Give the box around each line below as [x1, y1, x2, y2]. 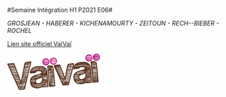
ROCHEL [7, 27, 32, 34]
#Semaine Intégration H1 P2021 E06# [7, 6, 113, 14]
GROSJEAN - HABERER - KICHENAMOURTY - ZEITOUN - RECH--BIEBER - [7, 19, 219, 27]
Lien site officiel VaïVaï [7, 40, 72, 47]
